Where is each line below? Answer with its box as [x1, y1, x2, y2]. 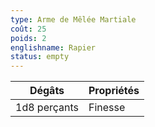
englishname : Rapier [10, 42, 97, 53]
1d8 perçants [15, 101, 79, 115]
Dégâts [29, 84, 65, 98]
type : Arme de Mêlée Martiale [10, 14, 137, 25]
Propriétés [88, 84, 140, 98]
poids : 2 [10, 33, 47, 43]
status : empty [10, 52, 70, 62]
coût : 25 [10, 24, 47, 34]
